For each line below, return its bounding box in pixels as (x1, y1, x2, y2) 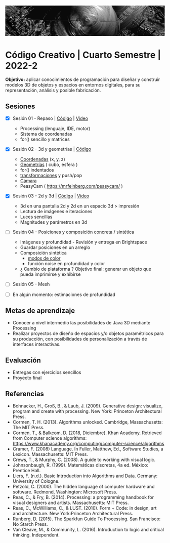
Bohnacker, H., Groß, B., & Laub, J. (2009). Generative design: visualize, (12, 403, 163, 409)
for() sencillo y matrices (20, 136, 70, 142)
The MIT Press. (12, 425, 45, 431)
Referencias (5, 389, 45, 398)
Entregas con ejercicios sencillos (12, 369, 81, 375)
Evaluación (5, 356, 41, 364)
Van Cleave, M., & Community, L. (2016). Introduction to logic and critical (12, 527, 164, 533)
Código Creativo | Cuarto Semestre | (5, 49, 161, 61)
